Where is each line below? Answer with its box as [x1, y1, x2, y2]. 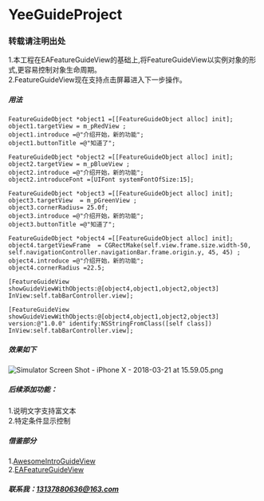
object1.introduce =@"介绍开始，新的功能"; [8, 131, 144, 139]
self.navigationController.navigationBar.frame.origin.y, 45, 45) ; [8, 249, 241, 257]
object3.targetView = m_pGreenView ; [8, 197, 137, 205]
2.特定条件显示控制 [8, 416, 71, 426]
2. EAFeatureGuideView [8, 465, 85, 475]
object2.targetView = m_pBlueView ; [8, 160, 130, 168]
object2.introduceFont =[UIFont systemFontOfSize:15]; [8, 176, 195, 184]
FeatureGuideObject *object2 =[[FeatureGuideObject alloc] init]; [8, 153, 234, 161]
